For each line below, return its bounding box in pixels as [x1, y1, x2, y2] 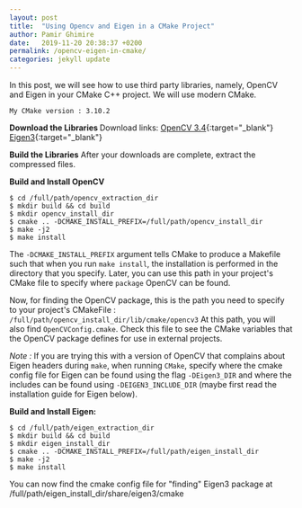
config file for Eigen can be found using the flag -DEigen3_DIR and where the [9, 370, 292, 380]
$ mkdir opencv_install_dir [9, 209, 115, 218]
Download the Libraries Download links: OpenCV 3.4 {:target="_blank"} [9, 122, 274, 133]
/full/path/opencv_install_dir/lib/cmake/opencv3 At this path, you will [9, 314, 276, 325]
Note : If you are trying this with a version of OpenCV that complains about [9, 351, 286, 361]
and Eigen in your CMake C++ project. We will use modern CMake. [9, 89, 257, 100]
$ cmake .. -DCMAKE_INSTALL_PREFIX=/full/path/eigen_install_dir [9, 447, 259, 456]
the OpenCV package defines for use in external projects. [9, 334, 223, 343]
